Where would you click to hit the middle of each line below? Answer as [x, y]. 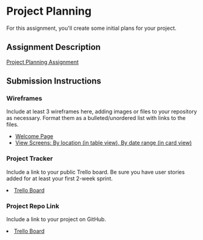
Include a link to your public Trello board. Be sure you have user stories [95, 172]
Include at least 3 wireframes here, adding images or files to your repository [101, 111]
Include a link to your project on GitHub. [56, 219]
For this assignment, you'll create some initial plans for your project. [91, 28]
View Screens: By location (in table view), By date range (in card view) [103, 143]
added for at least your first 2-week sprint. [59, 178]
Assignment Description [54, 47]
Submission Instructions [54, 81]
